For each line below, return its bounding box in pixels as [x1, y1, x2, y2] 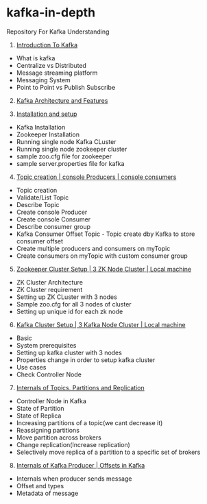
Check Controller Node [16, 370, 82, 379]
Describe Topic [16, 200, 60, 208]
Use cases [16, 363, 47, 371]
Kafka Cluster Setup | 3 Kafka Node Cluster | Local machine [16, 320, 186, 328]
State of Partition [16, 404, 64, 412]
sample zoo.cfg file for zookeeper [16, 152, 112, 160]
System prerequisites [16, 341, 77, 349]
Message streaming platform [16, 69, 98, 77]
